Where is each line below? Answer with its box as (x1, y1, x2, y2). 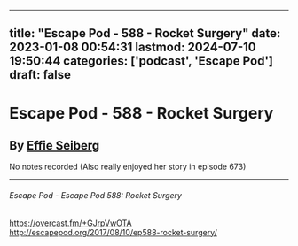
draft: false (9, 67, 71, 82)
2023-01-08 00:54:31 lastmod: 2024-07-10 (9, 40, 256, 55)
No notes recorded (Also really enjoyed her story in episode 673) (9, 161, 247, 173)
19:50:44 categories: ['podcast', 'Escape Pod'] (9, 54, 273, 69)
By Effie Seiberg (9, 138, 100, 153)
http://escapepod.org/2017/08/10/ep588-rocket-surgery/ (9, 227, 217, 237)
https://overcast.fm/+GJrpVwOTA (9, 218, 132, 228)
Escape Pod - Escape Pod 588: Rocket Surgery (9, 189, 182, 200)
